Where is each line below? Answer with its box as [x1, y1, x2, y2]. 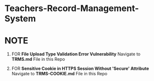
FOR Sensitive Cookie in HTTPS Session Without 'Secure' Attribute [11, 66, 149, 71]
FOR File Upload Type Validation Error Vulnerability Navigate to [11, 51, 141, 57]
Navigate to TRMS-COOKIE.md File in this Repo [11, 71, 108, 77]
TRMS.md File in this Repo [11, 56, 65, 62]
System [4, 13, 36, 24]
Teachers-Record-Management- [4, 3, 139, 14]
